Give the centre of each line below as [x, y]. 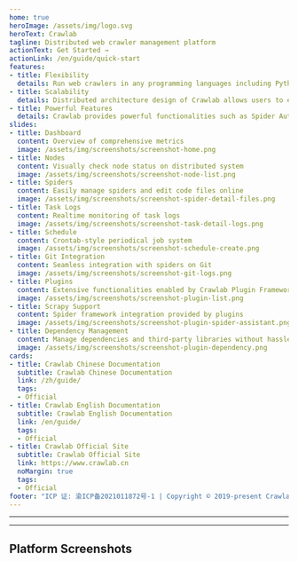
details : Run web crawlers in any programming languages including [145, 83]
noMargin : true [45, 471]
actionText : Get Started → [59, 51]
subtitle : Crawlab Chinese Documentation [95, 372]
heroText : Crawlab [43, 34]
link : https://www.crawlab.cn [73, 463]
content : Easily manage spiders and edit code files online [130, 191]
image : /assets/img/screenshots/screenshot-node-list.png [127, 174]
